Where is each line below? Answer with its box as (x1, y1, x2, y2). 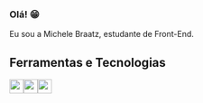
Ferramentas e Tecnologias (9, 54, 167, 70)
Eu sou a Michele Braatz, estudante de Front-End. (9, 29, 194, 40)
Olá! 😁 (9, 8, 40, 21)
